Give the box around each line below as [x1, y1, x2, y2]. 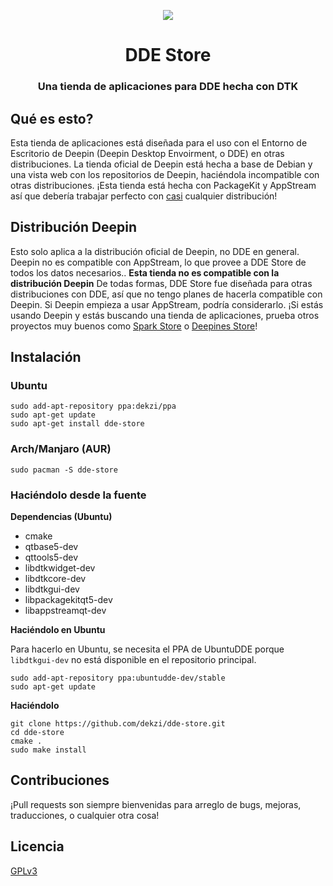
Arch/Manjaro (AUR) [10, 442, 112, 456]
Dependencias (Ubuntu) [10, 511, 113, 523]
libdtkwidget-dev [24, 562, 96, 574]
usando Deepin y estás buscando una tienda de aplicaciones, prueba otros [10, 309, 320, 321]
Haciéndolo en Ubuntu [10, 624, 106, 636]
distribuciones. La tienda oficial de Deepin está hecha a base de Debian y [10, 158, 313, 170]
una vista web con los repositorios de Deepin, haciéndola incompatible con [10, 168, 320, 180]
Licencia [10, 838, 65, 855]
